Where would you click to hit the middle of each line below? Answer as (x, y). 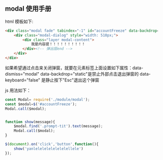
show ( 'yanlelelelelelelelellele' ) (49, 149)
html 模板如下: (19, 21)
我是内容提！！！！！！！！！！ (58, 44)
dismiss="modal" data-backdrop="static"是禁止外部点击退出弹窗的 (72, 74)
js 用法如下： (18, 90)
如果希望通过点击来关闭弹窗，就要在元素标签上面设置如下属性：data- (74, 68)
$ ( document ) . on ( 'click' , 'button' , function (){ (52, 144)
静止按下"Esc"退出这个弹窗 (72, 80)
